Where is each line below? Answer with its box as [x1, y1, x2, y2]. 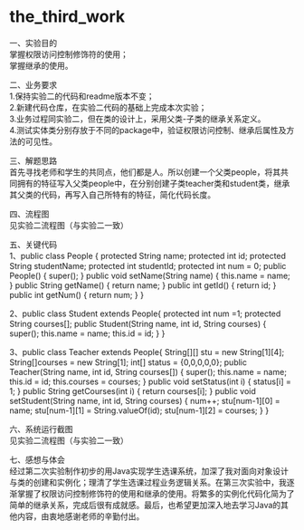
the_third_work [9, 6, 125, 27]
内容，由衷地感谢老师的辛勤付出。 [16, 510, 145, 522]
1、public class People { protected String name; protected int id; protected [9, 250, 287, 261]
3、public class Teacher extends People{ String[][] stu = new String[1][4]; [9, 346, 285, 357]
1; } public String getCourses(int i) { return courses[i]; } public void [9, 385, 256, 396]
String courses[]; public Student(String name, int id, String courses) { [9, 318, 267, 329]
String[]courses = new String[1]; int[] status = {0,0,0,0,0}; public [9, 356, 247, 368]
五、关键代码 [9, 238, 57, 250]
